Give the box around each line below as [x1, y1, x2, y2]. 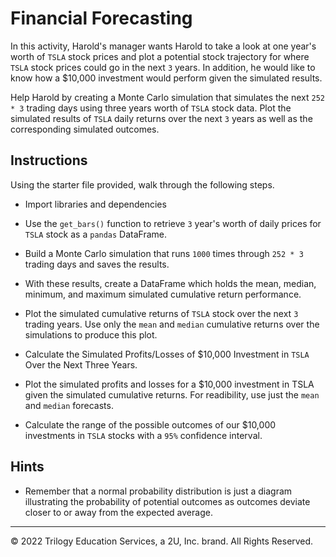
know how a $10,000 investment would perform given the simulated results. [10, 72, 323, 84]
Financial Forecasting [10, 7, 193, 30]
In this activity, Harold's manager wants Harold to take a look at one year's [10, 40, 317, 52]
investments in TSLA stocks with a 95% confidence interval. [24, 429, 263, 441]
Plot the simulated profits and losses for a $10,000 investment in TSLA [24, 378, 315, 390]
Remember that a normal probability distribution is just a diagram [24, 485, 293, 497]
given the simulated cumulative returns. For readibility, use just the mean [24, 388, 320, 401]
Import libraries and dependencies [24, 198, 167, 210]
